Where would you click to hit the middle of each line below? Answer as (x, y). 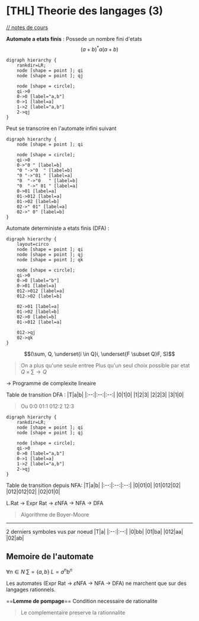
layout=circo (33, 244)
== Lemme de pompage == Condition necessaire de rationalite (82, 601)
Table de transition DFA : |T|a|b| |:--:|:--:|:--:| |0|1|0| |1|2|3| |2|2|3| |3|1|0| (95, 395)
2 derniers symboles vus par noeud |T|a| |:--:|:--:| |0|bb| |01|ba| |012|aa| (95, 531)
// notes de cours (27, 27)
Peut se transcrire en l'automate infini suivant (61, 128)
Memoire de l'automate (50, 556)
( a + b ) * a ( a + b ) (99, 49)
